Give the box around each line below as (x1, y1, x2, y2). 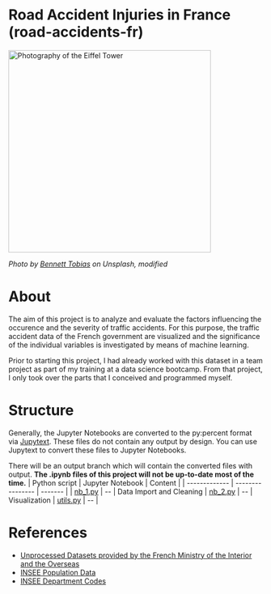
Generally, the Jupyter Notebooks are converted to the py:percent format (8, 427, 252, 438)
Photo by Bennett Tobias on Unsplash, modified (8, 259, 168, 269)
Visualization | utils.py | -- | (8, 495, 99, 505)
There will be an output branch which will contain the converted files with (8, 460, 253, 470)
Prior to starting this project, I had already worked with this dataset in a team (8, 355, 263, 365)
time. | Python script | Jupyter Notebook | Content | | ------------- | (8, 477, 234, 487)
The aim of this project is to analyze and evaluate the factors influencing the (8, 314, 262, 324)
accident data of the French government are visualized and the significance (8, 331, 260, 341)
